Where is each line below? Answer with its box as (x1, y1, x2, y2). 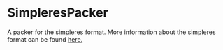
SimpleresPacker (7, 5, 108, 21)
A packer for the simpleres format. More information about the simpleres (7, 28, 216, 36)
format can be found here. (7, 35, 83, 43)
